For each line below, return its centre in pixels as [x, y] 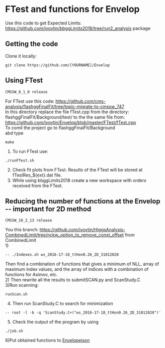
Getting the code [32, 44]
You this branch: [22, 230]
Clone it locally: [21, 56]
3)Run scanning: [22, 285]
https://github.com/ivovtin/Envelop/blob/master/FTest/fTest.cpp [71, 122]
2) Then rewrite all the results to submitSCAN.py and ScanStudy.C [73, 280]
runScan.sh [16, 294]
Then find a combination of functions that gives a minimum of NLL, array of [82, 264]
